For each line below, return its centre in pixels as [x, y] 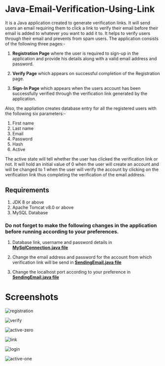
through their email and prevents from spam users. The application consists [82, 39]
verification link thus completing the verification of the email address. [75, 174]
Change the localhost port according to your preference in [71, 272]
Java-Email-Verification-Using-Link [80, 9]
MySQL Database [30, 212]
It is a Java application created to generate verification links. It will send [78, 23]
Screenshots [32, 297]
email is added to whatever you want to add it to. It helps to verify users [78, 33]
